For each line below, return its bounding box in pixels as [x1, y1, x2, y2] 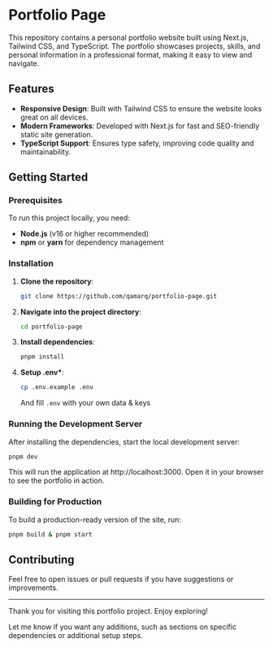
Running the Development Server [8, 419, 143, 430]
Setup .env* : [19, 367, 65, 377]
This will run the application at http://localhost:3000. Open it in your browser [8, 467, 264, 477]
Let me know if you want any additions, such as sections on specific [8, 622, 237, 632]
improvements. [8, 583, 58, 593]
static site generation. [19, 129, 93, 139]
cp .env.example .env [19, 384, 93, 392]
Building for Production [8, 496, 102, 507]
